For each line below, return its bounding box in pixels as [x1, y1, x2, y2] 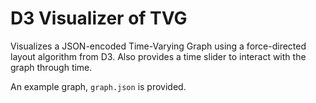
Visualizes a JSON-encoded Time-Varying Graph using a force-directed [10, 40, 307, 52]
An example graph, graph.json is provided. [10, 80, 187, 92]
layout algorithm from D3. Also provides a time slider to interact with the [10, 50, 307, 62]
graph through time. [10, 61, 93, 73]
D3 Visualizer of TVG [10, 7, 188, 30]
